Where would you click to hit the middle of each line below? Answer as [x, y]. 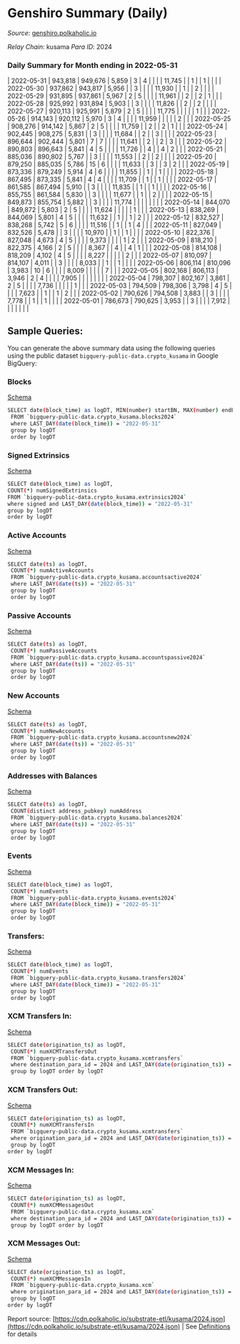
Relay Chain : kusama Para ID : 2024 [60, 46]
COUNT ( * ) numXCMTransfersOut [54, 1051]
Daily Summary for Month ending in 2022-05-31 [92, 65]
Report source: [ [31, 1318]
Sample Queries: [45, 331]
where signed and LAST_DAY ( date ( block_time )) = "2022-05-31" [100, 504]
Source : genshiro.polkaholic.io [52, 33]
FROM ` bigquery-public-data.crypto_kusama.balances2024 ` [97, 818]
